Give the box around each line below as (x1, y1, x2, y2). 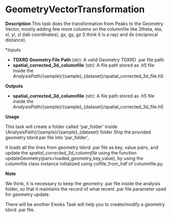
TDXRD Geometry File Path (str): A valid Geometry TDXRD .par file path (12, 56, 164, 62)
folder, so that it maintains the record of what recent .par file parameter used (5, 186, 166, 192)
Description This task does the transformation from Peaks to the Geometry (5, 20, 163, 27)
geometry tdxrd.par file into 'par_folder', (5, 134, 89, 140)
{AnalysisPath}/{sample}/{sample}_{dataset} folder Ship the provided (5, 129, 151, 135)
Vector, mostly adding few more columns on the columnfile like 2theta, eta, (5, 26, 163, 32)
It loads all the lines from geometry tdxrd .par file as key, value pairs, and (5, 144, 158, 150)
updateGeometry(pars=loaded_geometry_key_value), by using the (5, 155, 144, 161)
